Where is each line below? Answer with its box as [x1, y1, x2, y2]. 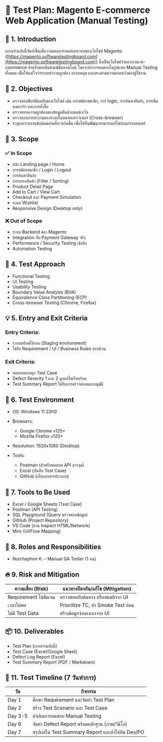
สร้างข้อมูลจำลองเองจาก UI [60, 609, 110, 616]
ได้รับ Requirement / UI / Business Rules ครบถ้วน [12, 346, 106, 352]
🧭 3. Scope [5, 135, 39, 144]
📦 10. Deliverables [5, 627, 64, 636]
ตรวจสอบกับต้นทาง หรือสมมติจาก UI [60, 594, 128, 600]
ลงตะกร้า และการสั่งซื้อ [12, 103, 48, 109]
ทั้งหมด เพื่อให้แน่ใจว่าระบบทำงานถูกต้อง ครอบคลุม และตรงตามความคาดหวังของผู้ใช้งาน [5, 70, 147, 76]
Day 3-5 [7, 713, 28, 720]
